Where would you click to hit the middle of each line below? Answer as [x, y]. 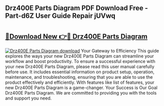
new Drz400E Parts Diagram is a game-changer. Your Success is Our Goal [82, 88]
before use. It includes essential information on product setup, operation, [80, 72]
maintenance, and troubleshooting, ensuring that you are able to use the [79, 77]
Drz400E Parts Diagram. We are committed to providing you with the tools [81, 93]
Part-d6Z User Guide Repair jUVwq [60, 16]
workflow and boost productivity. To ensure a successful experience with [80, 61]
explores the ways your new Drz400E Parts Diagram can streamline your [80, 56]
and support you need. [29, 98]
